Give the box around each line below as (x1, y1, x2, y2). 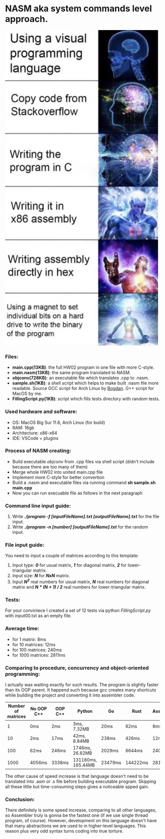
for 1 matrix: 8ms (12, 636, 47, 642)
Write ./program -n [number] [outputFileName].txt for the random (12, 524, 148, 530)
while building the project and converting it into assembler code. (5, 692, 136, 698)
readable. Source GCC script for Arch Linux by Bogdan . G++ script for (12, 385, 154, 391)
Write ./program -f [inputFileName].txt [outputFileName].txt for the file (12, 514, 160, 520)
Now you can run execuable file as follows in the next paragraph (12, 490, 143, 496)
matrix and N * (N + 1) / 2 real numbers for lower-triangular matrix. (12, 584, 146, 590)
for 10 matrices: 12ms (12, 641, 55, 647)
